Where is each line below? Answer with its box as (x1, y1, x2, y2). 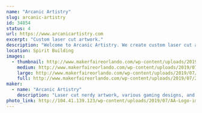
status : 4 (6, 25, 31, 32)
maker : (6, 81, 23, 87)
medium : (17, 64, 36, 71)
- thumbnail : (11, 59, 44, 65)
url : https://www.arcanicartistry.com (6, 31, 103, 37)
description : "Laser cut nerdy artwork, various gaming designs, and (17, 92, 195, 98)
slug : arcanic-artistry (6, 14, 66, 20)
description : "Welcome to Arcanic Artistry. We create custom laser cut (6, 42, 192, 48)
